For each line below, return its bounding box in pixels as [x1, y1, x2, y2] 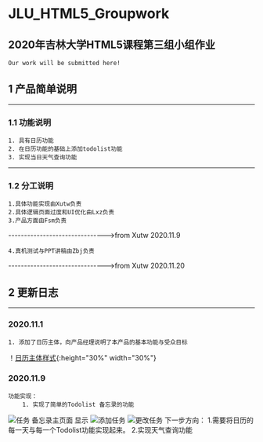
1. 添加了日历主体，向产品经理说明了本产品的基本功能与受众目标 [8, 338, 188, 346]
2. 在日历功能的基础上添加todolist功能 [8, 145, 123, 153]
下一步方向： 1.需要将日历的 [164, 415, 254, 425]
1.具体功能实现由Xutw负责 [8, 200, 82, 208]
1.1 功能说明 [8, 117, 52, 128]
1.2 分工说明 [8, 181, 54, 192]
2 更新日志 [8, 286, 59, 299]
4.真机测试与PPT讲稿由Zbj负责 [8, 247, 95, 255]
